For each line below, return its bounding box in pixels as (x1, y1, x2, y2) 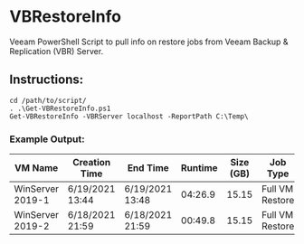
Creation (71, 156, 111, 169)
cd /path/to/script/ (9, 96, 88, 105)
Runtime (180, 162, 219, 174)
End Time (127, 162, 169, 174)
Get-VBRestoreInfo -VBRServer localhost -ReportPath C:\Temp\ (9, 111, 249, 121)
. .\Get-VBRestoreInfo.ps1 (9, 104, 111, 113)
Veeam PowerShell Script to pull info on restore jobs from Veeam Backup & (9, 36, 289, 47)
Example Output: (9, 133, 85, 145)
